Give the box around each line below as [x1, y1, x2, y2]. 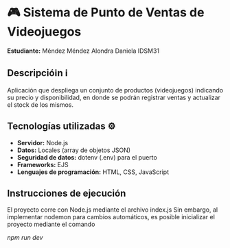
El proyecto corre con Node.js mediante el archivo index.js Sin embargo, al [7, 206, 218, 214]
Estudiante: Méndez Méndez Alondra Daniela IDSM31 [7, 47, 160, 55]
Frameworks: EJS [16, 160, 69, 169]
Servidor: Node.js [16, 138, 69, 147]
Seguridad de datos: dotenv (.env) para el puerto [16, 153, 158, 161]
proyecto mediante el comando [7, 220, 95, 229]
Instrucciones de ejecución [7, 187, 126, 199]
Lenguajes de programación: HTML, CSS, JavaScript [16, 168, 170, 176]
